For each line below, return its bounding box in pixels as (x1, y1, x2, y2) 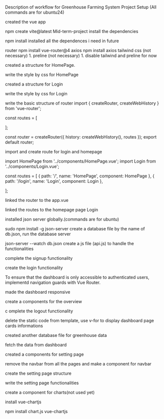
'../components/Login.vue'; (5, 164, 60, 169)
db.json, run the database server (5, 231, 71, 237)
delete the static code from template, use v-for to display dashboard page (5, 318, 154, 323)
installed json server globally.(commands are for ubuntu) (5, 216, 119, 222)
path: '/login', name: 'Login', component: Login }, (5, 178, 103, 184)
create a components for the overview (5, 299, 82, 304)
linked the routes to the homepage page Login (5, 207, 98, 213)
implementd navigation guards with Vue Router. (5, 279, 101, 285)
